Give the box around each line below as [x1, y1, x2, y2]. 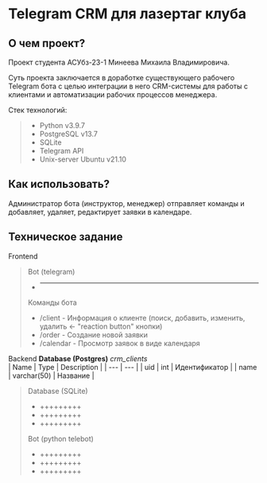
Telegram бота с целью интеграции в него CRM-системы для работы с [8, 81, 249, 91]
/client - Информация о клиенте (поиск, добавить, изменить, [39, 313, 246, 322]
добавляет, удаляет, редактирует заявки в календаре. [8, 207, 192, 216]
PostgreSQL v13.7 [39, 129, 98, 138]
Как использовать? [8, 177, 110, 191]
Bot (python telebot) [27, 434, 94, 443]
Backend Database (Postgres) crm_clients [8, 353, 148, 363]
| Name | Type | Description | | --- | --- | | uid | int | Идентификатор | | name [8, 362, 257, 372]
